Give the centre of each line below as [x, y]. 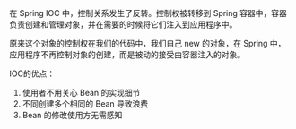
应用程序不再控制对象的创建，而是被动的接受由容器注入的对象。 [127, 55]
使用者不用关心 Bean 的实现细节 [81, 93]
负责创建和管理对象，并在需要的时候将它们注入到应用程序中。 [123, 24]
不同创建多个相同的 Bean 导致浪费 [85, 104]
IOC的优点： [32, 73]
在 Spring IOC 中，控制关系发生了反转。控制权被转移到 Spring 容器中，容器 [148, 13]
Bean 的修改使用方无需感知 [72, 115]
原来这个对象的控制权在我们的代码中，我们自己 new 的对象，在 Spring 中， [148, 43]
